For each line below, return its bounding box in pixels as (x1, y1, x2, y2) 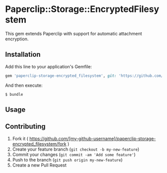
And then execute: (5, 82, 43, 88)
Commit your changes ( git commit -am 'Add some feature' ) (12, 151, 136, 158)
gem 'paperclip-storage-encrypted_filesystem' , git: (5, 73, 117, 78)
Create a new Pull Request (12, 162, 67, 168)
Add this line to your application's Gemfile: (5, 63, 92, 69)
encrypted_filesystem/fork (12, 141, 67, 147)
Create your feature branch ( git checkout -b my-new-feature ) (12, 146, 140, 152)
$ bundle (5, 92, 23, 97)
